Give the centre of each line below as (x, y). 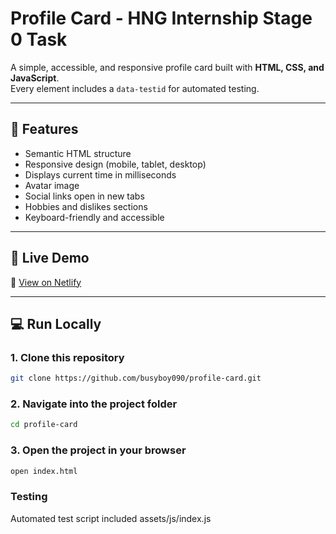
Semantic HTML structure (78, 153)
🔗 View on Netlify (46, 282)
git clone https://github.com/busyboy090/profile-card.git (136, 378)
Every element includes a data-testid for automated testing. (135, 88)
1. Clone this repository (67, 357)
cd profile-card (44, 425)
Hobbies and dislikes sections (86, 206)
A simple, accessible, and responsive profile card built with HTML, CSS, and (167, 67)
